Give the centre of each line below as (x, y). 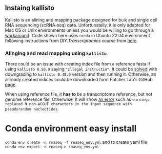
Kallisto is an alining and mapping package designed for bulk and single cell (81, 20)
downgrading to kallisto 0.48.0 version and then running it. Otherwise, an (81, 74)
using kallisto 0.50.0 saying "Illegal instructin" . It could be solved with (81, 69)
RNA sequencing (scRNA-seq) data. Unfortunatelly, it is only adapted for (78, 25)
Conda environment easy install (71, 129)
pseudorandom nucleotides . (32, 109)
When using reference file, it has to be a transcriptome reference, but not (79, 94)
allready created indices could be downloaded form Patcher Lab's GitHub (79, 80)
